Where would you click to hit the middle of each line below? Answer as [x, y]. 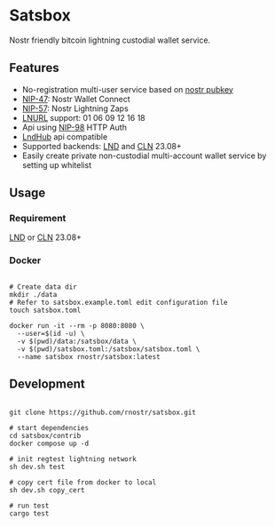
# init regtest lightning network [73, 459]
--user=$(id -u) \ [51, 333]
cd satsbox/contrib [45, 435]
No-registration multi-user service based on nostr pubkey [127, 89]
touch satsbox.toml [45, 310]
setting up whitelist [56, 164]
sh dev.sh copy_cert [47, 490]
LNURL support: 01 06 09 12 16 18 [83, 117]
